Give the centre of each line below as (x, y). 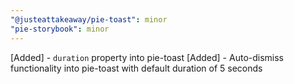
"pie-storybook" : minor (60, 29)
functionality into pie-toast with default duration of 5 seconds (136, 68)
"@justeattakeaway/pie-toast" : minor (89, 19)
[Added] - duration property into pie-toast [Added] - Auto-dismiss (147, 57)
